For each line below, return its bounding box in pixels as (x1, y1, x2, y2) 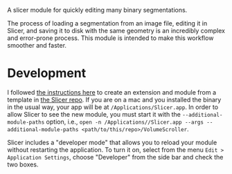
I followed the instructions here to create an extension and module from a (7, 88, 217, 96)
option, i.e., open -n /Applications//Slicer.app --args (46, 117, 204, 126)
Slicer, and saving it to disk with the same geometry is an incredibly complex (7, 27, 225, 35)
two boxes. (7, 160, 39, 168)
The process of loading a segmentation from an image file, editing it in (7, 19, 208, 27)
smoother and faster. (7, 41, 67, 49)
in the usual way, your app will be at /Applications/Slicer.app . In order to (7, 103, 219, 111)
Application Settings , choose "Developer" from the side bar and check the (7, 153, 224, 161)
